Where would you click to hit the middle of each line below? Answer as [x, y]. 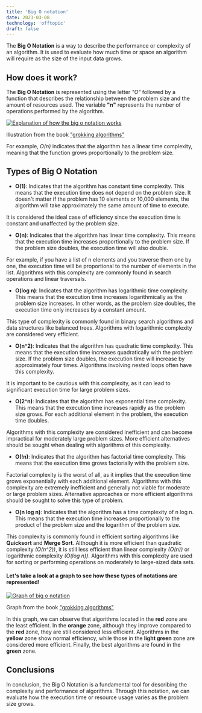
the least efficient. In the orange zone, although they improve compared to [99, 626]
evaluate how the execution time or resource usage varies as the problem [97, 697]
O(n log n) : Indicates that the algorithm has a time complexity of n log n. [104, 512]
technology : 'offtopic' [36, 23]
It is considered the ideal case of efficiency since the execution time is [93, 217]
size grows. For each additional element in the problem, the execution [101, 414]
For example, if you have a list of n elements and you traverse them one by [99, 259]
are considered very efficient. [43, 334]
